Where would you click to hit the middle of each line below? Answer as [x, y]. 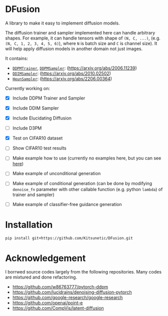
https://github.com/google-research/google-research [67, 297]
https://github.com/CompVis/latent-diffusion [58, 308]
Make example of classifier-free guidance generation [67, 204]
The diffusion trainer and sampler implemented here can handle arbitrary [80, 32]
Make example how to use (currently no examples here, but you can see [87, 158]
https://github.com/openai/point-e [47, 303]
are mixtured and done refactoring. [41, 277]
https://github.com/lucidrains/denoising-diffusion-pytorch [72, 292]
